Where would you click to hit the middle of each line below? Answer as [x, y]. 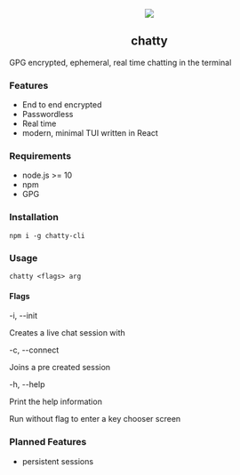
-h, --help [27, 384]
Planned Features [48, 442]
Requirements [40, 156]
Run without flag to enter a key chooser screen [95, 419]
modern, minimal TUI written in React [90, 133]
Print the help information [56, 402]
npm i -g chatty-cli [48, 235]
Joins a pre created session [60, 368]
